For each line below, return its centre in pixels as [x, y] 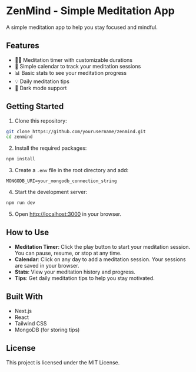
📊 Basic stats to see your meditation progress [71, 73]
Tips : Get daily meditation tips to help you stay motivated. [84, 278]
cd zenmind [19, 137]
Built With [24, 297]
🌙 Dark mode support [41, 88]
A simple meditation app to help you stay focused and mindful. [82, 27]
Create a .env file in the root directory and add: [72, 170]
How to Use [28, 233]
